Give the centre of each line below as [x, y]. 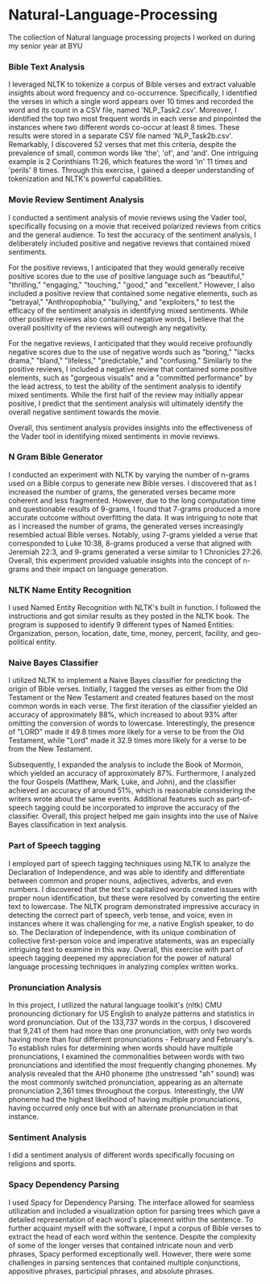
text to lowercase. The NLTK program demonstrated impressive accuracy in [134, 906]
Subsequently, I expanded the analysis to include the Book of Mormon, [126, 764]
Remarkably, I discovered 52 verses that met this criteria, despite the [123, 145]
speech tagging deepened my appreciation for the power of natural [120, 958]
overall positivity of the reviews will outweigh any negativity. [108, 327]
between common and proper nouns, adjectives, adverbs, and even [121, 880]
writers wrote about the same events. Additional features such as [116, 799]
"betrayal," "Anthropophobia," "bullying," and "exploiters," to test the [122, 301]
